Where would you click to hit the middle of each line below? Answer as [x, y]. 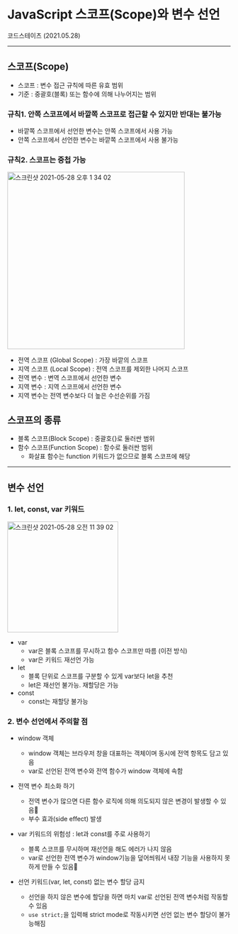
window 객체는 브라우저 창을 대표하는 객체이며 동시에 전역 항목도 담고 [125, 753]
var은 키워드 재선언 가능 [61, 660]
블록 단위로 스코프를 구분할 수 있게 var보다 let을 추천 [101, 676]
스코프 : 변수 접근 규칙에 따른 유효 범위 [70, 85]
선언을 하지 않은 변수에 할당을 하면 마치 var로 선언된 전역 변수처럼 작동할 [128, 897]
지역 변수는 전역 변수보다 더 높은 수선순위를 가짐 [84, 396]
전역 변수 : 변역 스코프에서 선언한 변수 [69, 378]
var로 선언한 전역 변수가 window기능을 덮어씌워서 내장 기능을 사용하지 [125, 858]
